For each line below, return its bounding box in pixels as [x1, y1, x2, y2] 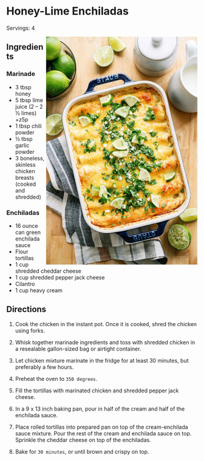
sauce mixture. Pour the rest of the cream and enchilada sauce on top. [15, 429, 192, 437]
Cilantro [15, 280, 35, 287]
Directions [6, 304, 47, 315]
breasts [15, 174, 35, 181]
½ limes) [15, 109, 37, 117]
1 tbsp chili [15, 122, 42, 129]
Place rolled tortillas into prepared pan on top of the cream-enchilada [15, 423, 188, 431]
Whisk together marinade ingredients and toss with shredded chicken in [15, 338, 195, 346]
